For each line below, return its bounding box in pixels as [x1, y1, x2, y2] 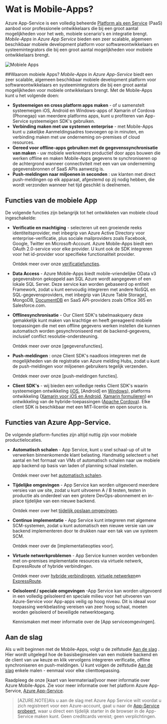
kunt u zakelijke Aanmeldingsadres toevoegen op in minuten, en [12, 128, 144, 134]
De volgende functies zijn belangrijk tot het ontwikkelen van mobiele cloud [5, 209, 159, 215]
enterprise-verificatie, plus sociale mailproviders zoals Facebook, [12, 235, 147, 241]
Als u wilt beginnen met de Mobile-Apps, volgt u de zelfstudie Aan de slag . [5, 646, 160, 653]
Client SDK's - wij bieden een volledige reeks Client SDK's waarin [12, 382, 148, 388]
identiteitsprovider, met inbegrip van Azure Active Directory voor [12, 230, 145, 236]
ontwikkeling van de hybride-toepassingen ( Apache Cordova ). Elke [12, 398, 151, 404]
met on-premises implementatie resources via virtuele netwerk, [12, 558, 143, 564]
